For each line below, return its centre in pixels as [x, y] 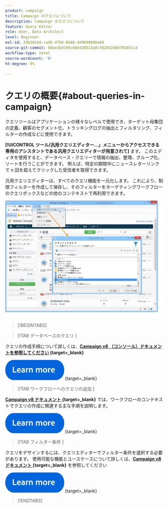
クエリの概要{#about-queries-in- [75, 96]
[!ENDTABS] [30, 501]
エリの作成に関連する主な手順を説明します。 [64, 406]
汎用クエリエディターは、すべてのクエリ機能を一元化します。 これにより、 [82, 181]
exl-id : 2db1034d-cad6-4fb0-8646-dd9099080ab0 [55, 43]
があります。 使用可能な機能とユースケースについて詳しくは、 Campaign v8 [83, 459]
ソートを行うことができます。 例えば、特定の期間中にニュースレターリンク [82, 164]
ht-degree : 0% [20, 64]
